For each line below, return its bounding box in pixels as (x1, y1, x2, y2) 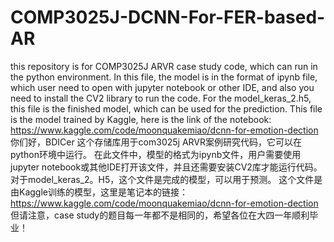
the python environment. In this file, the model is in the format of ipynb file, (10, 71, 318, 83)
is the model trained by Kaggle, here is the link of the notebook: (10, 113, 272, 125)
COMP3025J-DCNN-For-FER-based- (10, 6, 326, 29)
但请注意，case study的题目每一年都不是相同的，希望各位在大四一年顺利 (10, 209, 310, 221)
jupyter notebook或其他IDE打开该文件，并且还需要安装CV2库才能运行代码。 (10, 161, 323, 173)
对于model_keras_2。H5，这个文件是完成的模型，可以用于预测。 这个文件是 (10, 173, 323, 185)
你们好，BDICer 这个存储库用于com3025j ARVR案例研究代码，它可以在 (10, 136, 303, 148)
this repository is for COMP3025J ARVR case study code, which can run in (10, 60, 318, 72)
